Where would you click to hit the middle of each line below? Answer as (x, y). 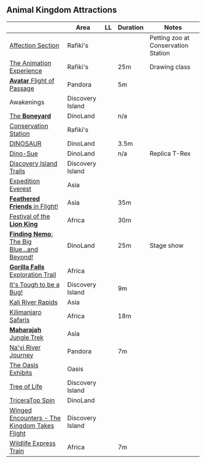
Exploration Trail (33, 274)
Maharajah (25, 329)
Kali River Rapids (34, 302)
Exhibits (21, 372)
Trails (17, 171)
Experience (26, 71)
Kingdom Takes (32, 426)
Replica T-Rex (170, 153)
